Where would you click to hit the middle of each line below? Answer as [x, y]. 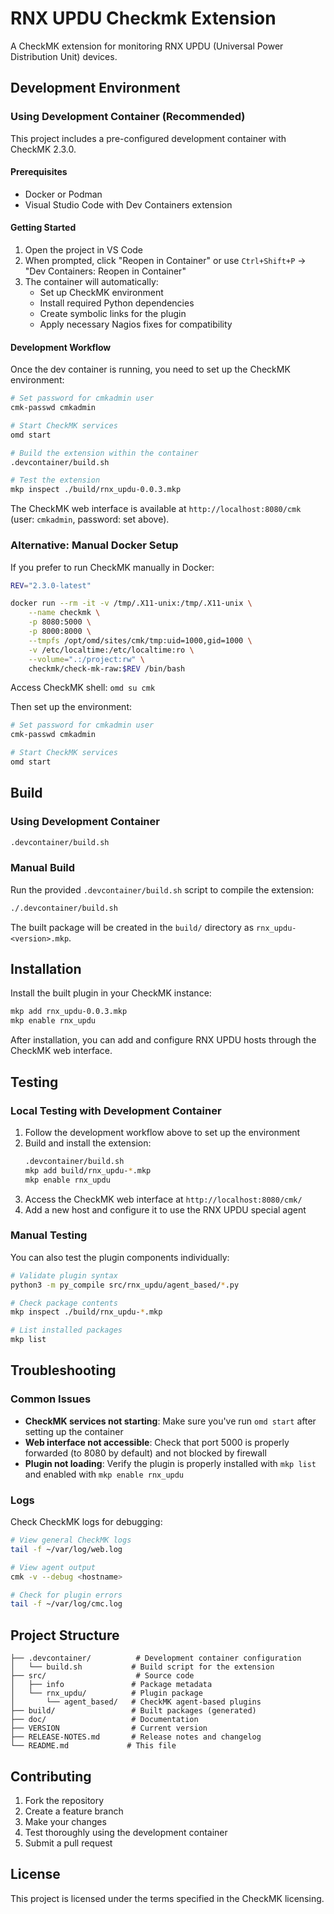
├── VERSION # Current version [109, 1728]
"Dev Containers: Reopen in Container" [105, 271]
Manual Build [43, 868]
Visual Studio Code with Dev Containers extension [128, 204]
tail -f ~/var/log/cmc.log [66, 1604]
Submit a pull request [68, 1843]
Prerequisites [39, 172]
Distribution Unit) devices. [64, 56]
